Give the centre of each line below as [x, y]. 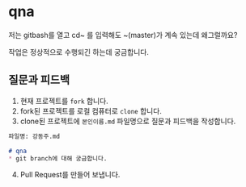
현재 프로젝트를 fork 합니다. [64, 101]
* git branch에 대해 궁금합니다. [58, 158]
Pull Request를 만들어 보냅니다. [70, 175]
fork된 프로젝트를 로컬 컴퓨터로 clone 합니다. [91, 110]
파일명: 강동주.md [34, 136]
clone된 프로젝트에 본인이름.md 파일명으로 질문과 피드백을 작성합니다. [128, 121]
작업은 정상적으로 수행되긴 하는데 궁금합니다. [79, 52]
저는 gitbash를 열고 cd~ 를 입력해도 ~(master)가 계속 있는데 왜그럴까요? [123, 35]
